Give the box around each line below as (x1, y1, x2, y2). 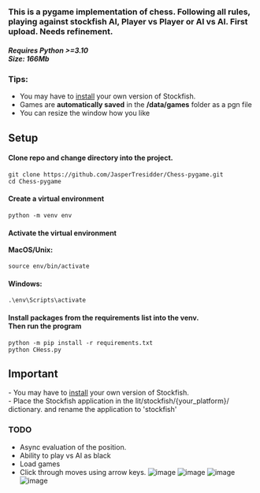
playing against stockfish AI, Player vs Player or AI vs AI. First (8, 16, 248, 27)
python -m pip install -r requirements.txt (8, 339, 154, 347)
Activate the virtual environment (8, 228, 117, 238)
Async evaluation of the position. (19, 442, 127, 451)
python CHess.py (8, 346, 61, 354)
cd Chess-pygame (8, 177, 61, 185)
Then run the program (8, 321, 82, 331)
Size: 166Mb (8, 54, 50, 63)
